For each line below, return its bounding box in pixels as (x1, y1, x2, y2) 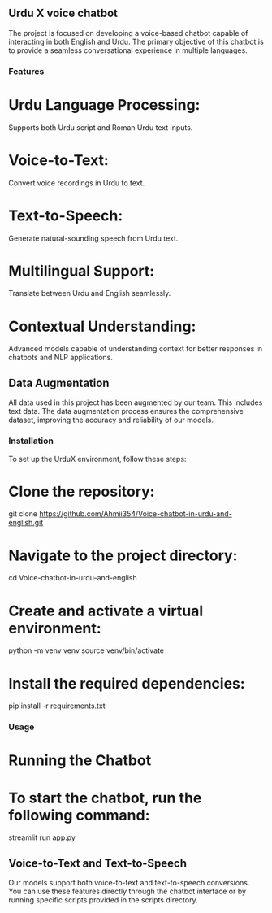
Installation (8, 435, 54, 446)
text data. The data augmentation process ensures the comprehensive (8, 407, 244, 416)
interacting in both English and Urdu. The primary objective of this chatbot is (8, 37, 264, 46)
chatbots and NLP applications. (8, 353, 114, 363)
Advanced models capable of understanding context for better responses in (8, 344, 262, 354)
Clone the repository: (8, 482, 155, 501)
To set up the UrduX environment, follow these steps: (8, 454, 187, 463)
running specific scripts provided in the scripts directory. (8, 895, 198, 905)
